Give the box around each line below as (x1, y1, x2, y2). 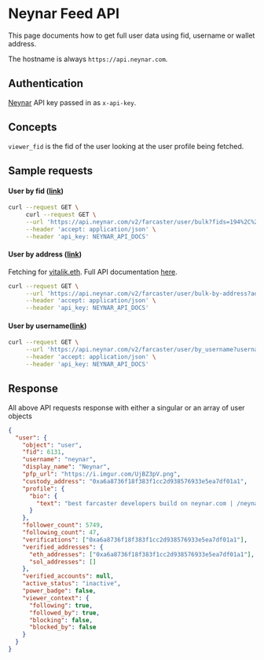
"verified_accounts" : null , (22, 572, 114, 581)
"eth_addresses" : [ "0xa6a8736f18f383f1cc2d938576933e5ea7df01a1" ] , (28, 550, 255, 558)
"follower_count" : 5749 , (22, 521, 104, 530)
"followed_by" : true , (28, 609, 101, 617)
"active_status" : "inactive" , (22, 580, 122, 588)
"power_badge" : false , (22, 587, 97, 595)
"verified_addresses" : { (22, 543, 104, 551)
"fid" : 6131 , (22, 448, 65, 456)
